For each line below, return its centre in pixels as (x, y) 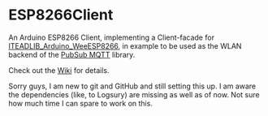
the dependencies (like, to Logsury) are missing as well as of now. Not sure (134, 94)
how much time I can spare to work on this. (80, 103)
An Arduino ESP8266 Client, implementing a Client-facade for (112, 37)
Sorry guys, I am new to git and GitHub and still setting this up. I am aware (132, 86)
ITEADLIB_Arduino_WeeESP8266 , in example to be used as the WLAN (125, 45)
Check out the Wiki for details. (59, 70)
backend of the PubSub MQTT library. (72, 54)
